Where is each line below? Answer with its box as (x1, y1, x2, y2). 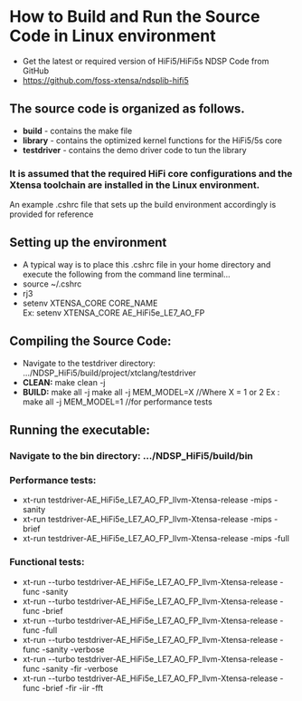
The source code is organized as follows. (9, 102, 246, 117)
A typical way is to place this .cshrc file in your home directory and (22, 258, 271, 269)
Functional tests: (9, 556, 85, 569)
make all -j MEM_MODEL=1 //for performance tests (22, 396, 212, 407)
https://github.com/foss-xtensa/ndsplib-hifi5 (22, 74, 190, 85)
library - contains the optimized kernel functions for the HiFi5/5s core (22, 134, 283, 146)
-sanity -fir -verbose (42, 663, 118, 674)
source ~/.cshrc (22, 278, 82, 289)
